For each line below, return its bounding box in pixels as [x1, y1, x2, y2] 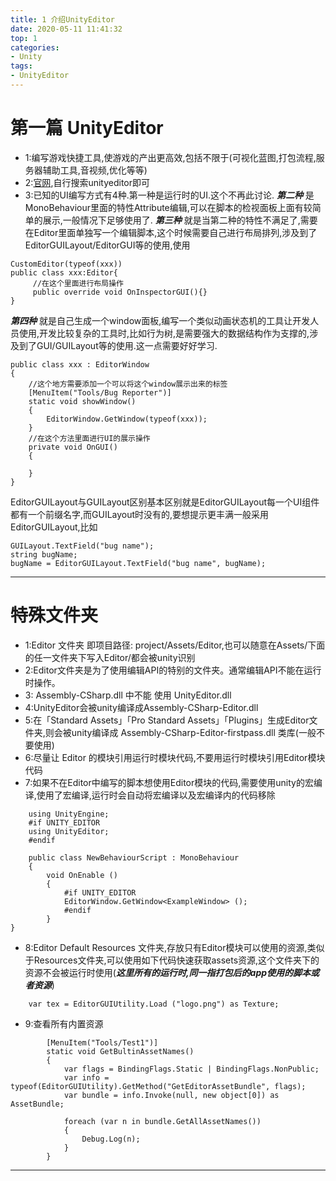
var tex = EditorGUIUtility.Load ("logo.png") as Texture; [28, 999, 280, 1009]
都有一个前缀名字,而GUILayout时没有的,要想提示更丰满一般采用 [10, 508, 270, 520]
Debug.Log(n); [81, 1134, 141, 1144]
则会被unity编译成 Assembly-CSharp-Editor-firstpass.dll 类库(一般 [44, 726, 317, 738]
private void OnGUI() [28, 442, 118, 452]
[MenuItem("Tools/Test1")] [46, 1037, 159, 1048]
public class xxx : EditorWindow [10, 359, 150, 370]
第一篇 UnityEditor [10, 117, 164, 140]
